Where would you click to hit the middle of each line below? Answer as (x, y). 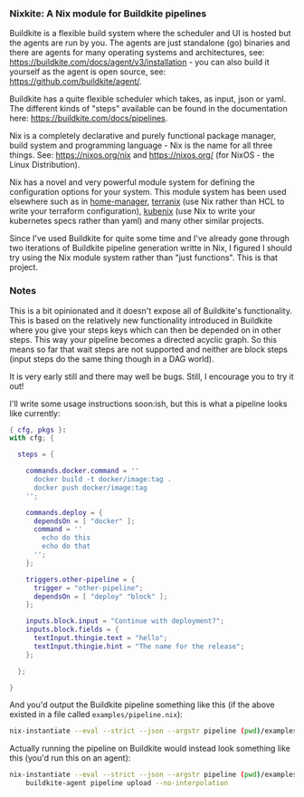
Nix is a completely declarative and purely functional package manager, (143, 136)
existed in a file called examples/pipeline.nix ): (96, 714)
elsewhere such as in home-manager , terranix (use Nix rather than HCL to (147, 201)
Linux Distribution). (45, 165)
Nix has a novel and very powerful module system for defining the (132, 182)
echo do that (66, 547)
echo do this (66, 538)
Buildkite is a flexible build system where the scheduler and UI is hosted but (150, 34)
